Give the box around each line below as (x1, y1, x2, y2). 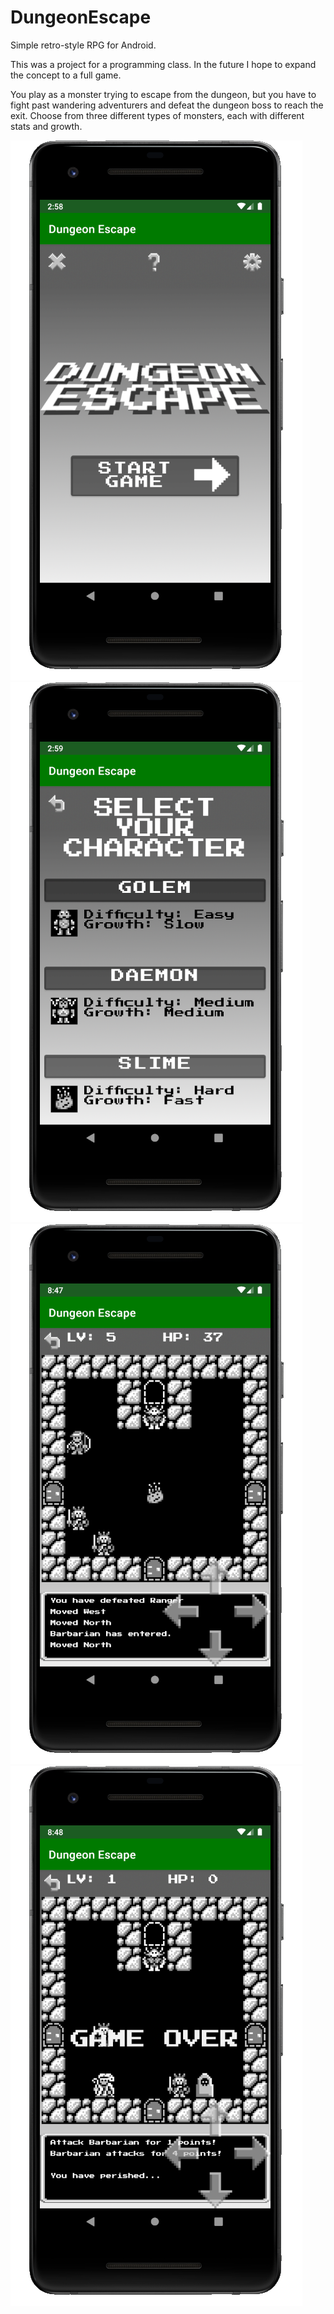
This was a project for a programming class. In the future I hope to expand (10, 58, 317, 70)
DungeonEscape (10, 6, 152, 29)
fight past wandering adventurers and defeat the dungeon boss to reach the (10, 99, 324, 111)
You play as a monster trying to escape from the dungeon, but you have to (10, 88, 317, 100)
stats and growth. (10, 120, 83, 132)
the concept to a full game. (10, 69, 122, 81)
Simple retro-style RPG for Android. (10, 39, 157, 51)
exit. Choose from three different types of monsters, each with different (10, 109, 305, 121)
